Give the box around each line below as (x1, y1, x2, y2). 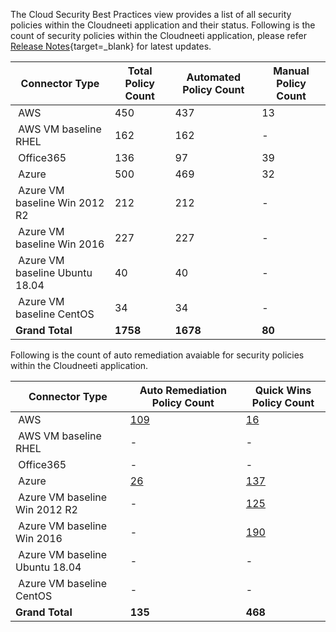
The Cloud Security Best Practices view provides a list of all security (10, 9, 292, 20)
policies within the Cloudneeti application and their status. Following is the (10, 19, 316, 31)
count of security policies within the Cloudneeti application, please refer (10, 30, 307, 41)
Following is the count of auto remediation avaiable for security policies (10, 349, 305, 361)
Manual (273, 64, 310, 78)
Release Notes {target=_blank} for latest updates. (10, 40, 212, 52)
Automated (186, 70, 242, 84)
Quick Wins (254, 384, 312, 397)
